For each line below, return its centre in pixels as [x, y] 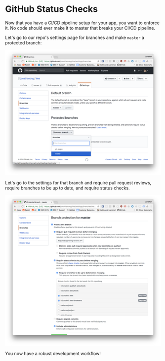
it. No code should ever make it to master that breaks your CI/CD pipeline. [80, 28]
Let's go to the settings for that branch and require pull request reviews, [78, 183]
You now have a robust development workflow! [53, 354]
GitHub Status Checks [51, 9]
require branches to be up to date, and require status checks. [67, 188]
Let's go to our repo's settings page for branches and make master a [75, 37]
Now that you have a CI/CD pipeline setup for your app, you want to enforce [82, 23]
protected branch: [23, 42]
